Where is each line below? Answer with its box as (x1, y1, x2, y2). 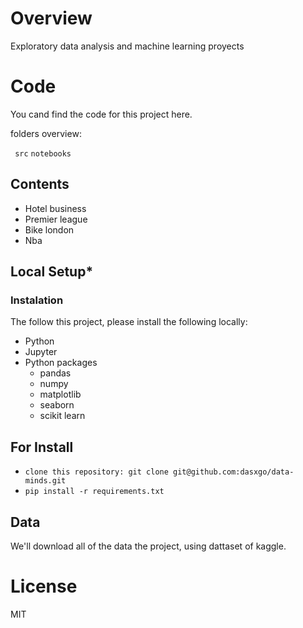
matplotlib (39, 388, 82, 401)
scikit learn (39, 410, 86, 422)
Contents (10, 176, 70, 193)
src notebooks (14, 148, 72, 159)
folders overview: (10, 127, 82, 139)
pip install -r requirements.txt (24, 487, 165, 497)
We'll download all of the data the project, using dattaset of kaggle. (10, 540, 287, 552)
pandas (39, 367, 72, 379)
